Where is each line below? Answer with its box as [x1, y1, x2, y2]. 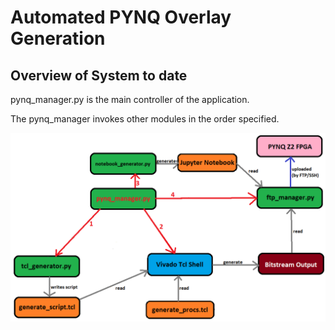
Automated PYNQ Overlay [10, 6, 232, 29]
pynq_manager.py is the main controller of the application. [10, 94, 250, 105]
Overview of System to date [10, 67, 188, 84]
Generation [10, 27, 106, 50]
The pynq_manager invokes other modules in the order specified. [10, 113, 280, 125]
